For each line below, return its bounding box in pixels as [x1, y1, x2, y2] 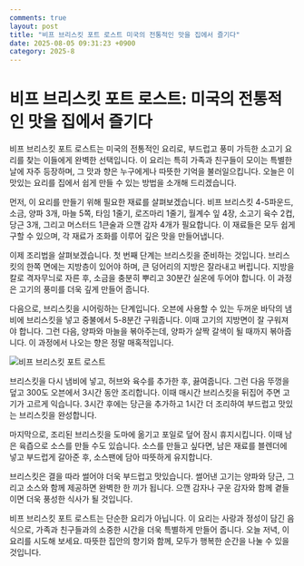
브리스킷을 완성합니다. [18, 410, 97, 421]
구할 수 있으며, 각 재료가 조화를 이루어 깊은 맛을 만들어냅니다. [9, 230, 225, 241]
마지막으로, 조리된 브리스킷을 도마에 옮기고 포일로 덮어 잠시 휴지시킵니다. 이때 [9, 429, 283, 440]
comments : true [9, 13, 67, 23]
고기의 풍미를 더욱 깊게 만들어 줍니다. [18, 284, 150, 295]
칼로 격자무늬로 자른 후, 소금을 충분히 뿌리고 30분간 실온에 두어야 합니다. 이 [9, 273, 276, 284]
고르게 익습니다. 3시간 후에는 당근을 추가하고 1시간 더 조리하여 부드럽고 [25, 398, 277, 409]
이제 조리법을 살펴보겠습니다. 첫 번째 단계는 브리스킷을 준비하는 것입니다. [9, 250, 266, 261]
